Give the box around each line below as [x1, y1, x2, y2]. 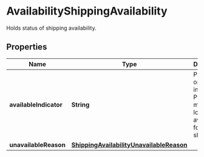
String [71, 100, 90, 109]
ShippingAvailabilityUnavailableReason [71, 141, 188, 149]
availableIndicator [9, 100, 63, 109]
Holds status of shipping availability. [6, 24, 97, 32]
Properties [6, 42, 47, 52]
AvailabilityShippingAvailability [6, 4, 168, 18]
